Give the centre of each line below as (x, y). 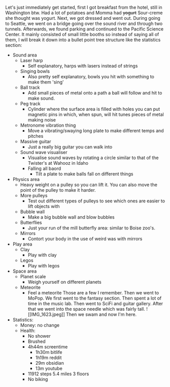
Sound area (25, 55)
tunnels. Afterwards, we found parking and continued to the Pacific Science (84, 29)
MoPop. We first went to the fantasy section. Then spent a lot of (95, 298)
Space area (25, 271)
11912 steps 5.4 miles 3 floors (58, 374)
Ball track (30, 87)
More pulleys (34, 196)
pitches (36, 136)
